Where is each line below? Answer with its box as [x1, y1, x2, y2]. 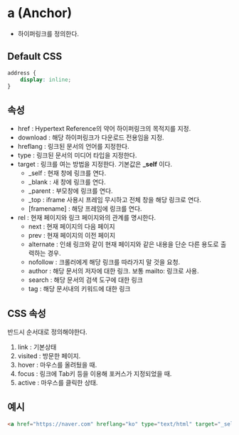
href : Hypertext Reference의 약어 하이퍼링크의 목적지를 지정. [17, 125, 191, 133]
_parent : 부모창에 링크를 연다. [28, 187, 113, 195]
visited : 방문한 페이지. [17, 352, 81, 360]
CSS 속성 [7, 308, 46, 320]
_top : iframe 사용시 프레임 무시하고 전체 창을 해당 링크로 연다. [28, 196, 201, 204]
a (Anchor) [7, 5, 73, 21]
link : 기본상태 [17, 343, 57, 351]
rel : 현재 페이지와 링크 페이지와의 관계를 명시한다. [17, 214, 156, 222]
